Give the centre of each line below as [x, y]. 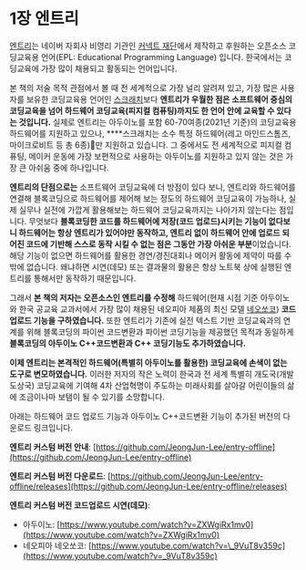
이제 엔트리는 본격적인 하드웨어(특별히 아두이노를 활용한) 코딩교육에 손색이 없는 [148, 362]
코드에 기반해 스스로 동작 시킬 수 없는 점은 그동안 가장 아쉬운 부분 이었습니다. [158, 244]
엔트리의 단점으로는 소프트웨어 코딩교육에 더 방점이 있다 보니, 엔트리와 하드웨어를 [153, 187]
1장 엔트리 [44, 19]
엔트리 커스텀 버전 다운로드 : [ [60, 476]
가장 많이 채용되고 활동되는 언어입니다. [109, 68]
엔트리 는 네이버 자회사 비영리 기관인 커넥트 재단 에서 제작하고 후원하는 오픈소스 [148, 46]
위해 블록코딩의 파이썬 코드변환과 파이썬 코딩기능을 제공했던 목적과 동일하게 [160, 332]
